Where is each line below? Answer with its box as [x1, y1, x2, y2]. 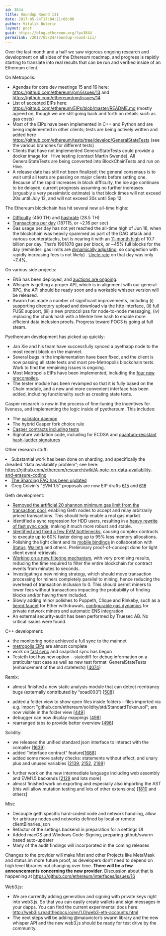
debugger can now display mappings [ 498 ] [12, 714, 101, 721]
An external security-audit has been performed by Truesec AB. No [12, 613, 149, 619]
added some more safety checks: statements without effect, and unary [12, 755, 158, 761]
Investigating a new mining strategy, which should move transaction [12, 570, 152, 576]
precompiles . [12, 375, 40, 381]
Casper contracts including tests [12, 426, 80, 432]
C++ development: [5, 628, 44, 634]
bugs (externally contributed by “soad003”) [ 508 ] [12, 689, 114, 695]
